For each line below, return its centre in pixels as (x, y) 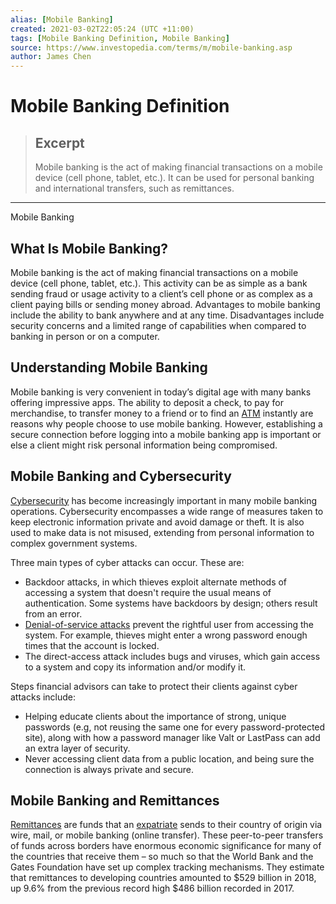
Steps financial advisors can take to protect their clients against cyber (154, 686)
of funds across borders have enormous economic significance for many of (166, 846)
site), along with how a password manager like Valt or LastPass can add (172, 737)
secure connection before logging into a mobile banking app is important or (166, 434)
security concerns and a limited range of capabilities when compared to (158, 325)
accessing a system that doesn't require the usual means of (148, 592)
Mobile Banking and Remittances (115, 800)
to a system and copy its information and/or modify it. (135, 667)
